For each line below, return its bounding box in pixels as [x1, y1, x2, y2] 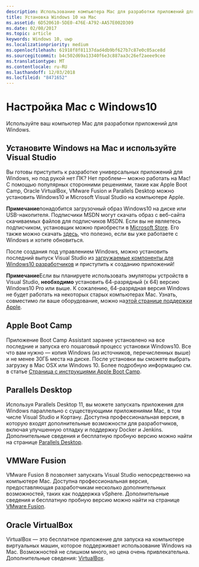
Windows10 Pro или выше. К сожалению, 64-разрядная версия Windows [6, 284, 190, 291]
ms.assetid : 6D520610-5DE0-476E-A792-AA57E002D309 [6, 20, 134, 25]
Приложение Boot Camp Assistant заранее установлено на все [6, 336, 165, 344]
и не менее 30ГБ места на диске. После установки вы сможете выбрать [6, 355, 191, 362]
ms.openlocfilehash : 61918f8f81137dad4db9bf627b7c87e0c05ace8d [6, 47, 166, 53]
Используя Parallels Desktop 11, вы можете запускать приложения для [6, 401, 184, 408]
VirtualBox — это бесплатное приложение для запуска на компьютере [6, 536, 185, 543]
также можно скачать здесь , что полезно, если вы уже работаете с [6, 230, 178, 237]
